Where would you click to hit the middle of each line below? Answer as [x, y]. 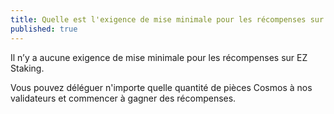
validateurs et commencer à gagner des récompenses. [123, 98]
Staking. [27, 68]
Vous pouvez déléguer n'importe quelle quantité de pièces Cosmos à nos [161, 87]
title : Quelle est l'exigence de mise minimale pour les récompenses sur [167, 19]
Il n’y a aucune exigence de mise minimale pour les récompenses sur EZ [159, 57]
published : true [44, 29]
